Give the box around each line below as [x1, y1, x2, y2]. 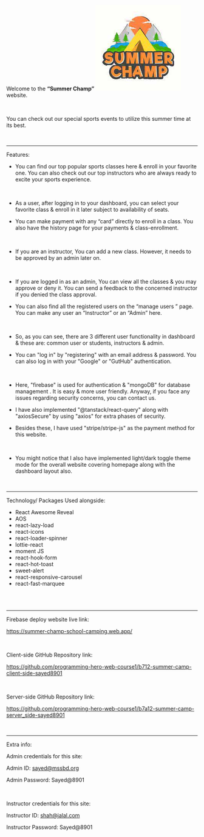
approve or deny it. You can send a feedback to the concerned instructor [15, 284, 198, 292]
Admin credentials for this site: [6, 753, 83, 760]
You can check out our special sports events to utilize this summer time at [6, 115, 191, 122]
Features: [6, 151, 30, 158]
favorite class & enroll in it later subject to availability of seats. [15, 206, 170, 213]
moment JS [15, 548, 44, 555]
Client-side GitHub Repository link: [6, 652, 93, 658]
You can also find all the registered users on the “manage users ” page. [15, 303, 194, 310]
